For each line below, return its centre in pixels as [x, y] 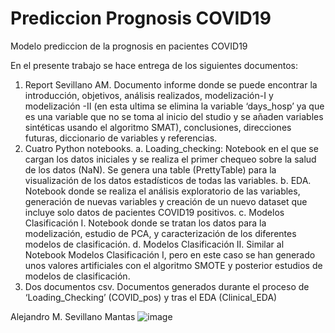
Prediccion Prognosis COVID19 [141, 18]
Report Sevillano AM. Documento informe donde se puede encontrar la [171, 84]
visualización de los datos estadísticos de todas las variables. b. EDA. [168, 180]
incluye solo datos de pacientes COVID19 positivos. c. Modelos [154, 212]
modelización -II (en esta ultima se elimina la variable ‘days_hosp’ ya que [174, 106]
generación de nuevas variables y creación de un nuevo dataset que [166, 201]
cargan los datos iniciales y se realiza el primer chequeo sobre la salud [170, 159]
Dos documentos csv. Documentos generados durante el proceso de [167, 286]
